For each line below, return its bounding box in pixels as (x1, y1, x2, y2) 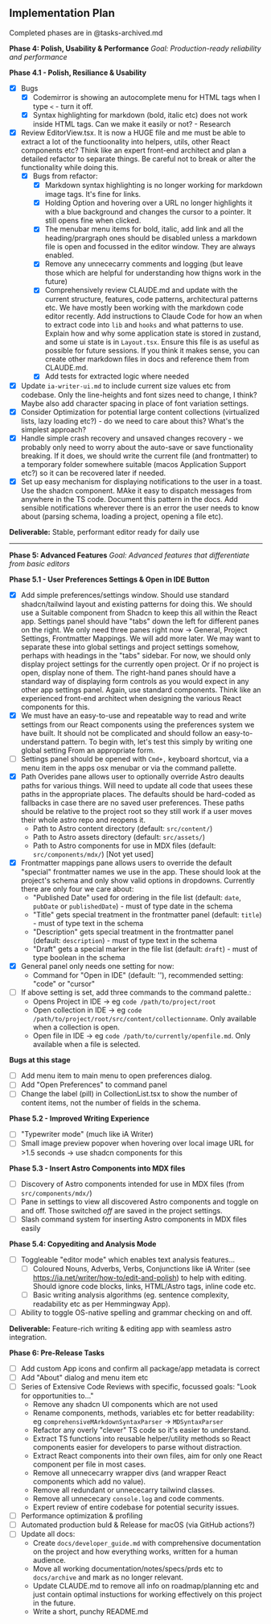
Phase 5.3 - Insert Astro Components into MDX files (9, 1163, 186, 1173)
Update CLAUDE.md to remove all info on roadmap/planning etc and (32, 1581, 260, 1591)
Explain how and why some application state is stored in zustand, (44, 328, 261, 338)
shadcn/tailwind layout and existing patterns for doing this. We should (20, 599, 253, 608)
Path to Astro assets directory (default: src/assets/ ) (32, 833, 206, 841)
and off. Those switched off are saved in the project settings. (20, 1205, 224, 1215)
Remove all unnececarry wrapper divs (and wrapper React (32, 1468, 227, 1478)
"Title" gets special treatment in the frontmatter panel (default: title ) (32, 910, 262, 920)
